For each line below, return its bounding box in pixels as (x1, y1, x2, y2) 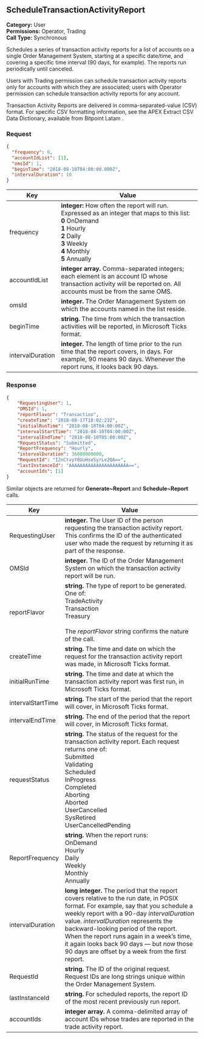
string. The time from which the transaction (60, 314, 185, 323)
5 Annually (60, 255, 92, 263)
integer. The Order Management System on (60, 297, 186, 306)
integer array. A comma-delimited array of (64, 1007, 188, 1015)
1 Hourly (60, 224, 86, 233)
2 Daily (60, 232, 81, 240)
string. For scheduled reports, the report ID (64, 990, 188, 998)
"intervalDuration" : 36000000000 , (17, 451, 104, 457)
